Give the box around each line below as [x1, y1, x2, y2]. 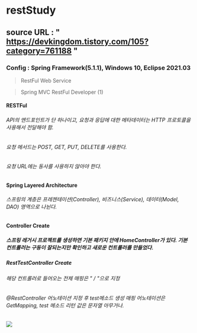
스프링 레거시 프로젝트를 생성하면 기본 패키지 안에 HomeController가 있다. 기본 [6, 236, 188, 243]
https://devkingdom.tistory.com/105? [6, 36, 149, 46]
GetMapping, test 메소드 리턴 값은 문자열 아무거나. [6, 302, 124, 309]
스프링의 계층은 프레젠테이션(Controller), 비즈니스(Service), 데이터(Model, [6, 196, 179, 203]
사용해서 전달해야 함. [6, 124, 54, 131]
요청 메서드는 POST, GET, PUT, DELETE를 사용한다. [6, 143, 127, 150]
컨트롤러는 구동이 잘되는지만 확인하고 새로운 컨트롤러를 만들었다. [6, 244, 154, 251]
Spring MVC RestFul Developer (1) [20, 88, 104, 96]
